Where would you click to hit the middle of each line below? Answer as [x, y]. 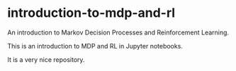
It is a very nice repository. [46, 59]
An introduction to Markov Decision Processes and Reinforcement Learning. [118, 32]
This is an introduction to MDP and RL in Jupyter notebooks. [95, 46]
